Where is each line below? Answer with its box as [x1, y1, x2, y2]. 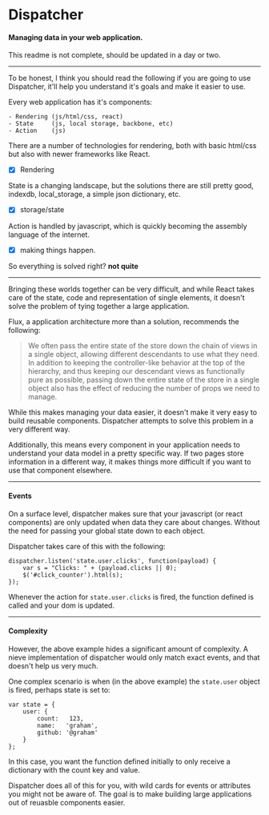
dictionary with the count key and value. [8, 765, 141, 774]
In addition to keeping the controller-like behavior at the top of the [27, 358, 246, 367]
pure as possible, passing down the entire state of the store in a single [27, 375, 260, 384]
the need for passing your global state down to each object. [8, 526, 206, 536]
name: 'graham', [37, 721, 98, 729]
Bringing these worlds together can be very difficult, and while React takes [8, 284, 255, 294]
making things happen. [19, 245, 96, 255]
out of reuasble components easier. [8, 797, 126, 807]
